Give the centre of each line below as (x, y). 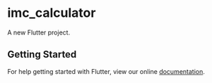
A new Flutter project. (39, 32)
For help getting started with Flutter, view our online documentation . (106, 71)
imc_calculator (52, 13)
